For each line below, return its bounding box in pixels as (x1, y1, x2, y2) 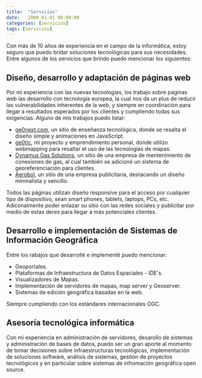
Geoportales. (14, 263, 48, 270)
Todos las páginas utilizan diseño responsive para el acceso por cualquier (6, 189, 190, 196)
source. (6, 366, 25, 373)
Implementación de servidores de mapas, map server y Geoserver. (14, 282, 181, 289)
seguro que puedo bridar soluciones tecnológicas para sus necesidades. (6, 49, 188, 56)
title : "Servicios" (6, 8, 58, 15)
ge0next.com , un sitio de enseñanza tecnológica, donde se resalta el (14, 126, 187, 133)
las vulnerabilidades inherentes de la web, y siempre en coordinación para (6, 101, 191, 109)
